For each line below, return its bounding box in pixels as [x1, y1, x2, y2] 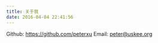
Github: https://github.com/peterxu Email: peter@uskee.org [6, 30, 153, 37]
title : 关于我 [6, 8, 39, 15]
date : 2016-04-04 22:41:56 [6, 14, 74, 20]
